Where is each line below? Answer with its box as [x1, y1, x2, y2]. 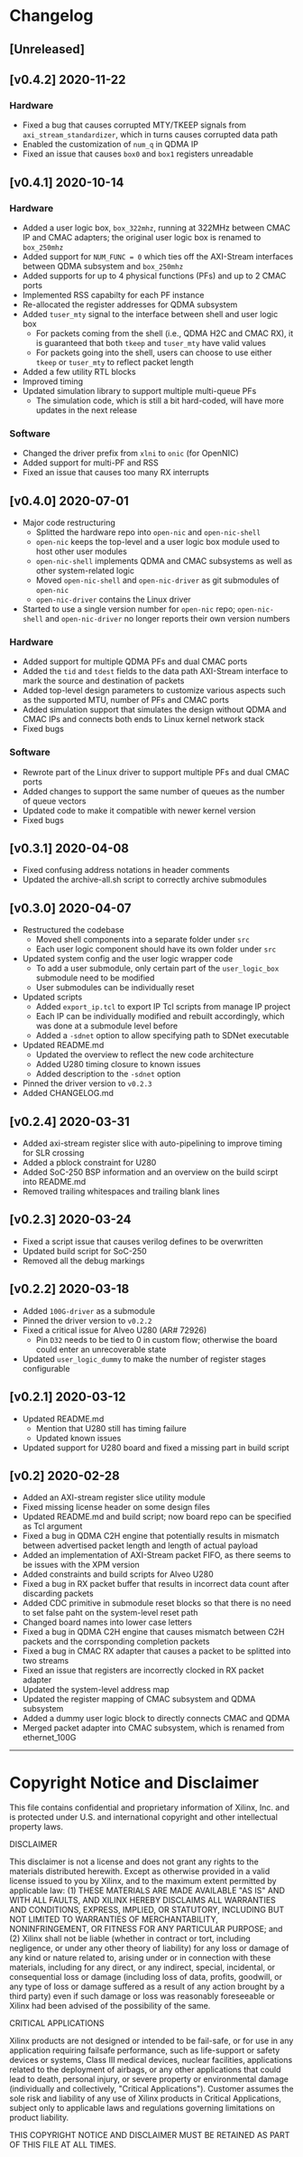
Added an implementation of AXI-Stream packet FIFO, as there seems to [22, 1550, 291, 1561]
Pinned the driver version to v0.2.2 [22, 1315, 152, 1326]
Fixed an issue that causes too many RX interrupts [22, 467, 209, 478]
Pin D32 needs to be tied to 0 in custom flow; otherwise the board [35, 1334, 278, 1345]
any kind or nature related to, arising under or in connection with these [9, 1953, 271, 1964]
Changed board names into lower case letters [22, 1617, 192, 1627]
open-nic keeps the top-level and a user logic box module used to [35, 537, 280, 548]
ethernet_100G [22, 1732, 77, 1743]
